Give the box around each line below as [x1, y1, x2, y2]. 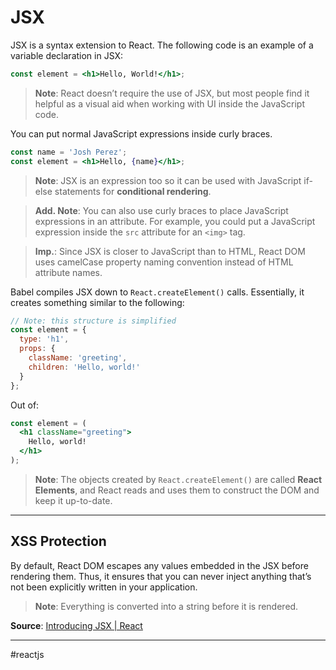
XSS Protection [10, 533, 107, 550]
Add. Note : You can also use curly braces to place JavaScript [34, 204, 289, 216]
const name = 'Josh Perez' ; [10, 147, 128, 157]
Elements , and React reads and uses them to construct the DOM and [34, 484, 320, 496]
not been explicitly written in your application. [10, 581, 198, 593]
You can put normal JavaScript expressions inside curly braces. [10, 127, 273, 140]
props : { [19, 344, 56, 354]
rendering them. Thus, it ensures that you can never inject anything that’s [10, 570, 312, 582]
